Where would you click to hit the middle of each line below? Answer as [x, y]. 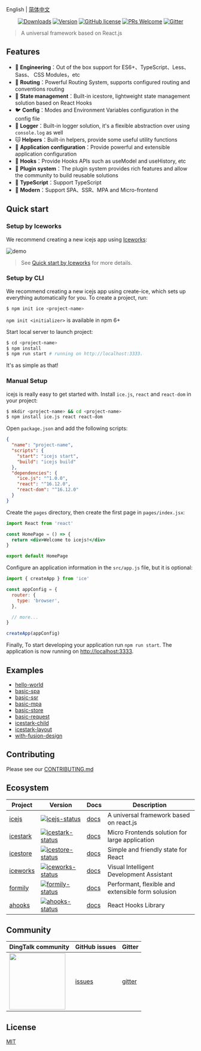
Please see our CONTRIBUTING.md [50, 769]
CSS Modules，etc [57, 74]
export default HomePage [37, 556]
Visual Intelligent [131, 867]
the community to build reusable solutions [66, 175]
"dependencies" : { [35, 473]
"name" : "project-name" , [42, 445]
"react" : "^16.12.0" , [44, 484]
